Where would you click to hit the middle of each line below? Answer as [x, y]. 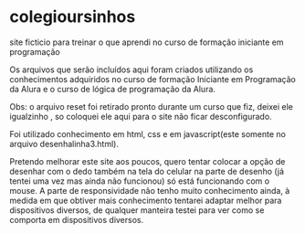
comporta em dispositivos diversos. [77, 219]
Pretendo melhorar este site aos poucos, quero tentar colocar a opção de [147, 161]
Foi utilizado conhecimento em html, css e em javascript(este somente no [147, 133]
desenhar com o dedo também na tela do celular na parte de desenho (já [147, 171]
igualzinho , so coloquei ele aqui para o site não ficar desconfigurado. [141, 116]
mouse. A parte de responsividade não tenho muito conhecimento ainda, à [150, 190]
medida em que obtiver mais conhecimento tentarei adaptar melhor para [146, 200]
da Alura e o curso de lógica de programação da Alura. [113, 89]
